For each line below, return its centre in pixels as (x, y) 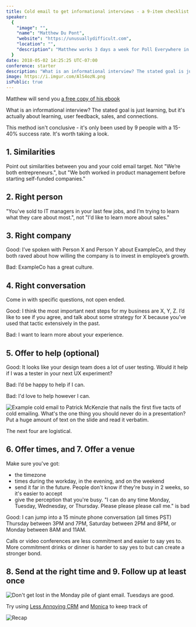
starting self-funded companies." (46, 178)
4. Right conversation (46, 285)
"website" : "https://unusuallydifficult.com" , (74, 39)
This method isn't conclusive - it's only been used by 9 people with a (89, 127)
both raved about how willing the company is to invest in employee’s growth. (98, 256)
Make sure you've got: (33, 463)
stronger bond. (24, 553)
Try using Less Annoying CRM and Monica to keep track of (77, 606)
